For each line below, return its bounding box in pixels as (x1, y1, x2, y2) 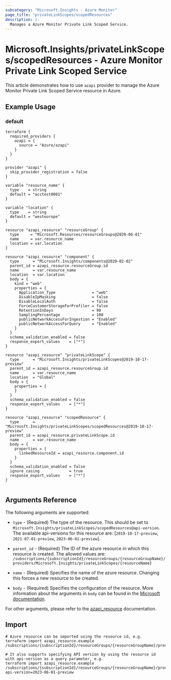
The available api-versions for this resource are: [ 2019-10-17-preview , (12, 530, 159, 536)
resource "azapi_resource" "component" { (5, 254, 95, 259)
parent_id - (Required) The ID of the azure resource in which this (12, 545, 149, 551)
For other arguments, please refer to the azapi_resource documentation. (5, 606, 157, 612)
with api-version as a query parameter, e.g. (5, 656, 103, 661)
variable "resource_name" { (5, 183, 65, 188)
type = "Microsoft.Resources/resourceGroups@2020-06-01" (10, 232, 142, 237)
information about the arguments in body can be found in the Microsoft (12, 590, 160, 596)
